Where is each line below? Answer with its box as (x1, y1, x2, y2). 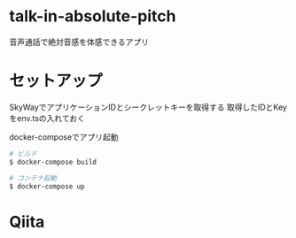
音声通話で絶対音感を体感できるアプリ (9, 36, 149, 47)
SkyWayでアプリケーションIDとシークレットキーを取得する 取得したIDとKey (9, 102, 288, 112)
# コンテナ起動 (9, 173, 58, 182)
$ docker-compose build (9, 157, 97, 166)
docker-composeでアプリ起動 (9, 131, 119, 142)
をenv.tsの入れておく (9, 112, 86, 123)
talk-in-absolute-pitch (9, 6, 176, 27)
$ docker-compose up (9, 181, 86, 191)
